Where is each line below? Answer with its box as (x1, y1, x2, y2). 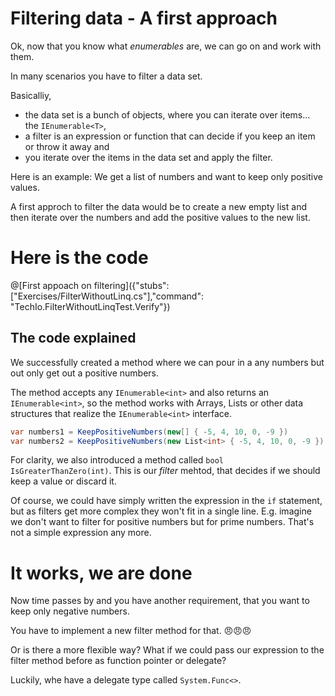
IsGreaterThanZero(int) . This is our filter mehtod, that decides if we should (10, 465, 321, 477)
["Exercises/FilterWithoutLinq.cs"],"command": (10, 290, 204, 302)
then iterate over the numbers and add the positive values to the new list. (10, 211, 311, 223)
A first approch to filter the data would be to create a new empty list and (10, 200, 307, 212)
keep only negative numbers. (10, 605, 130, 617)
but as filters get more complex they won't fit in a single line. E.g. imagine (10, 505, 312, 517)
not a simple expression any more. (10, 527, 152, 539)
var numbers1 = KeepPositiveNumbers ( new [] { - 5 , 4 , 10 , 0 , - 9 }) (10, 427, 289, 437)
